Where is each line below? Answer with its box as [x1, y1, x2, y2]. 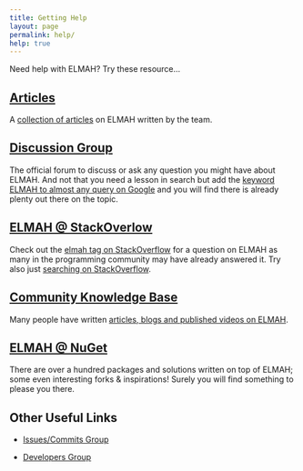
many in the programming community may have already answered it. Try [9, 254, 281, 265]
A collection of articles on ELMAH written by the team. [9, 115, 213, 125]
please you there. [9, 384, 76, 395]
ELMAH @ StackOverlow [9, 220, 153, 235]
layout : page [9, 22, 59, 31]
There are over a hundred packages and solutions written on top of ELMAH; [9, 365, 294, 376]
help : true [9, 38, 51, 48]
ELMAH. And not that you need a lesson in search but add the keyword [9, 174, 275, 185]
